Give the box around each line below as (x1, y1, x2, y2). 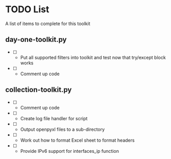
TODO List (5, 4, 50, 15)
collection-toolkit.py (5, 85, 72, 94)
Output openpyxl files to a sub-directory (20, 126, 105, 132)
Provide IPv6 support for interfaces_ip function (20, 148, 119, 154)
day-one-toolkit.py (5, 35, 67, 44)
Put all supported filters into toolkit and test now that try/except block (20, 54, 166, 60)
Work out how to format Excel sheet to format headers (20, 137, 135, 143)
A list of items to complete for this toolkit (5, 20, 90, 27)
